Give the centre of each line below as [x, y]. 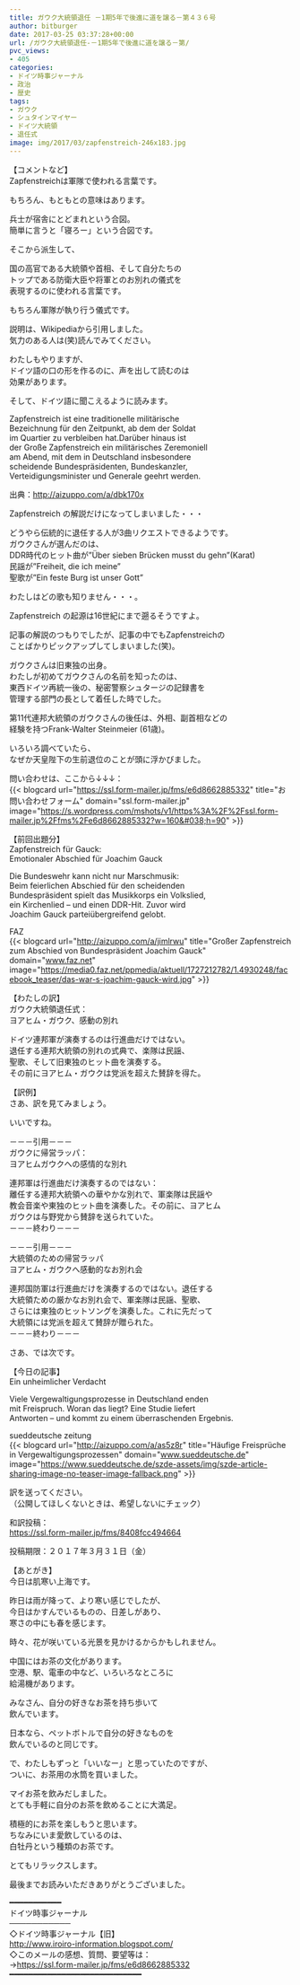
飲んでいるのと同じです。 [56, 1743]
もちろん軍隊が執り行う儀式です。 [72, 310]
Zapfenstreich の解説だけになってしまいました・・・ [107, 514]
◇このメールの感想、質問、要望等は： [80, 1954]
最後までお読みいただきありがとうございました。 [99, 1884]
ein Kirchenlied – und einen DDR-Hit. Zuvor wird [98, 904]
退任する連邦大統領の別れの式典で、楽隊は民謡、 [99, 1050]
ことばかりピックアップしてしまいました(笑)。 [95, 646]
